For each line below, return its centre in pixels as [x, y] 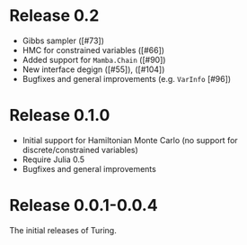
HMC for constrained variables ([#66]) [93, 50]
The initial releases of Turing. [63, 230]
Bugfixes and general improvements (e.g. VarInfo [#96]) [127, 78]
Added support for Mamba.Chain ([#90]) [94, 59]
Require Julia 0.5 [53, 159]
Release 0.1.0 [60, 116]
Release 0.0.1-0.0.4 [84, 206]
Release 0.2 [54, 16]
